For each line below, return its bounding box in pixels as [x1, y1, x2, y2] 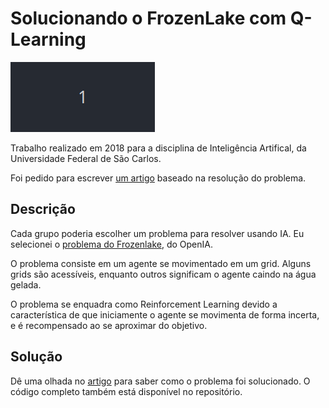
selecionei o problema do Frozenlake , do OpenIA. [10, 238, 213, 250]
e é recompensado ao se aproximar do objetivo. [10, 319, 208, 331]
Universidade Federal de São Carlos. [10, 152, 162, 164]
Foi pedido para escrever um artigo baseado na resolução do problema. [10, 172, 307, 184]
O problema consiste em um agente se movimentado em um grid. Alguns [10, 257, 312, 269]
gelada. [10, 278, 42, 291]
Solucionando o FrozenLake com [10, 7, 287, 30]
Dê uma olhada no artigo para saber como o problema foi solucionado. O [10, 375, 311, 387]
